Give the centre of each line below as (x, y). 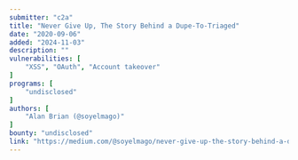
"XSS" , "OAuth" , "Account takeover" (93, 68)
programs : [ (31, 84)
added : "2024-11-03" (47, 42)
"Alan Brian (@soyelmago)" (75, 116)
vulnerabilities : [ (45, 59)
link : (19, 141)
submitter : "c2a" (41, 17)
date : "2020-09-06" (45, 34)
